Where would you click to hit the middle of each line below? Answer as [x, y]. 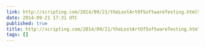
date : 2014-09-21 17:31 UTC [42, 18]
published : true [27, 23]
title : [15, 29]
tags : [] [17, 35]
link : [13, 12]
